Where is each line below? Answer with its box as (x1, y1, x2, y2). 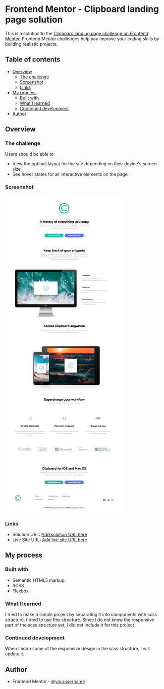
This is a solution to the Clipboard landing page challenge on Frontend (5, 30, 149, 36)
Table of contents (5, 56, 60, 64)
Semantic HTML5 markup (12, 577, 65, 583)
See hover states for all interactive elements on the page (12, 171, 128, 177)
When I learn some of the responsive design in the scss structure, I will (5, 646, 150, 652)
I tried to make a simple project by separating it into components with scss (5, 612, 157, 618)
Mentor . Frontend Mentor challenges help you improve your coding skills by (5, 36, 160, 42)
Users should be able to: (5, 151, 55, 157)
